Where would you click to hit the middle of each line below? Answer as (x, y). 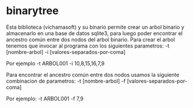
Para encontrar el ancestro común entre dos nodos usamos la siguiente (93, 75)
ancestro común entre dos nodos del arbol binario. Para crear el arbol (91, 39)
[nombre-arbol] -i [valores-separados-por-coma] (66, 52)
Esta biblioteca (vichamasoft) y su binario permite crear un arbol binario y (95, 27)
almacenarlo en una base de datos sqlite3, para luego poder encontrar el (94, 33)
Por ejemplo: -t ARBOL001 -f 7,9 (45, 99)
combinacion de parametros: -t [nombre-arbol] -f (66, 81)
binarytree (32, 11)
